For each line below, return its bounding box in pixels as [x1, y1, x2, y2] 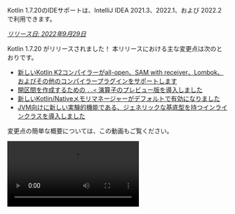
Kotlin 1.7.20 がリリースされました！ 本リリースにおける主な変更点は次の [7, 45, 217, 52]
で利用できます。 [7, 15, 56, 23]
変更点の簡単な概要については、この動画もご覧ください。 [7, 127, 173, 135]
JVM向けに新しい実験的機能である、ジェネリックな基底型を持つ [17, 104, 203, 111]
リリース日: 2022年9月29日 [7, 30, 86, 38]
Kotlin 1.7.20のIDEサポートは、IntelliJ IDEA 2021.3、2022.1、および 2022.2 [7, 6, 222, 14]
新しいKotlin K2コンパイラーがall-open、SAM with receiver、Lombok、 [17, 69, 224, 76]
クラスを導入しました [23, 112, 86, 120]
